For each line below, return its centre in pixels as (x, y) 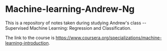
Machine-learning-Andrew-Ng (70, 9)
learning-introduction (27, 43)
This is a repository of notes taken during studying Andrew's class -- (76, 23)
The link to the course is (30, 38)
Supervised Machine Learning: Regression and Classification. (68, 28)
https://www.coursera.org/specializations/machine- (109, 38)
